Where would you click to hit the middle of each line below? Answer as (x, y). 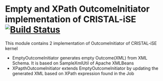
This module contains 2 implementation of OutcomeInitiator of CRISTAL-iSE (81, 43)
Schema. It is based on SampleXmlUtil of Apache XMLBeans (73, 63)
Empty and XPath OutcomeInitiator (78, 9)
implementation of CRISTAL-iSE (71, 19)
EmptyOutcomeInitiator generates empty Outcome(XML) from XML (80, 58)
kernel (12, 48)
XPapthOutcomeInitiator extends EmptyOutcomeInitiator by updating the (85, 68)
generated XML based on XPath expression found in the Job (73, 73)
